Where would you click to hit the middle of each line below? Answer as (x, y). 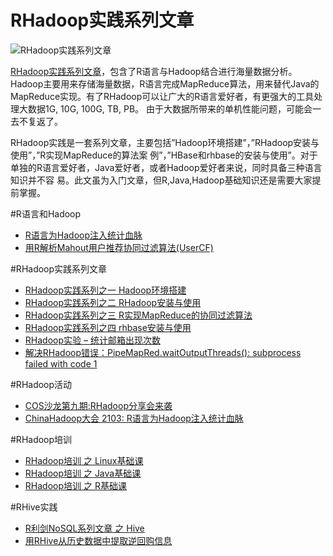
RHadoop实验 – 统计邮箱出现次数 (92, 340)
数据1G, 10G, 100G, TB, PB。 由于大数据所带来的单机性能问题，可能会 (170, 108)
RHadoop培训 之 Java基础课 (83, 473)
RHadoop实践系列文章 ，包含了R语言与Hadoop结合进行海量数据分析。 (154, 71)
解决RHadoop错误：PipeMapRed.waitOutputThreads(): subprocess (163, 352)
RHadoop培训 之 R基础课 (75, 485)
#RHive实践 (34, 507)
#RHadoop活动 (41, 384)
